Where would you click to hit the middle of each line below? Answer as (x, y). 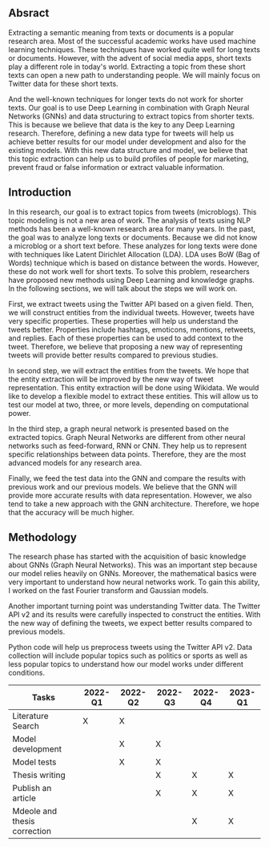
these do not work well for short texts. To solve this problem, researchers (129, 271)
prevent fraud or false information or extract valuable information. (116, 167)
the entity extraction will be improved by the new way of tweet (111, 379)
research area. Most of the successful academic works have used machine (132, 41)
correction (32, 831)
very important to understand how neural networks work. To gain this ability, (134, 582)
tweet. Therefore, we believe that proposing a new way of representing (125, 346)
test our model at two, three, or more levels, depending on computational (129, 405)
